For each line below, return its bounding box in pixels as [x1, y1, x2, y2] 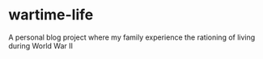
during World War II [8, 40, 73, 50]
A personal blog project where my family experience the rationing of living [8, 32, 256, 42]
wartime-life [8, 6, 94, 24]
